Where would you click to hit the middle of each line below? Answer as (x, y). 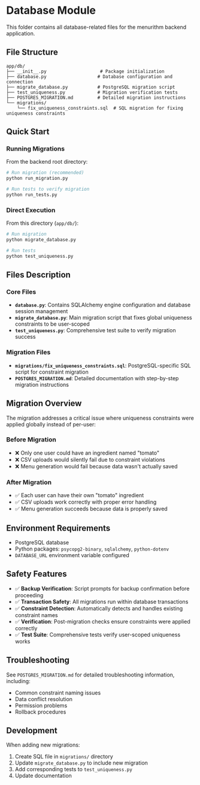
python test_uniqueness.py (40, 256)
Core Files (21, 292)
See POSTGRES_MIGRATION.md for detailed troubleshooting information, (90, 675)
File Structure (32, 52)
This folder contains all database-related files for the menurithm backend (96, 27)
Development (32, 730)
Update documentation (43, 776)
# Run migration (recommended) (45, 173)
